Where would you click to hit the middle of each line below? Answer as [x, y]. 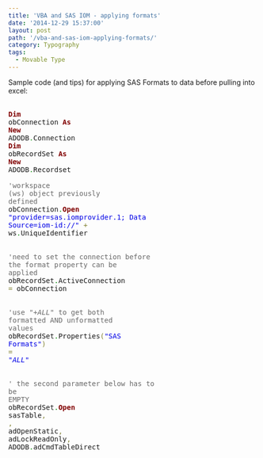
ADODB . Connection [42, 138]
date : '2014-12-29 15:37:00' [56, 23]
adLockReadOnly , [40, 439]
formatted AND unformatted [61, 320]
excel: [18, 90]
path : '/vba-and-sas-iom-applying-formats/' [83, 38]
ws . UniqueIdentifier [48, 233]
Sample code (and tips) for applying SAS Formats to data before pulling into [131, 82]
